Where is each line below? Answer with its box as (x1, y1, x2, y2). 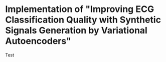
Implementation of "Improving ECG (5, 3, 154, 15)
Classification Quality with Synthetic (5, 14, 161, 25)
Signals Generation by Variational (5, 25, 148, 36)
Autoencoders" (5, 35, 71, 47)
